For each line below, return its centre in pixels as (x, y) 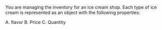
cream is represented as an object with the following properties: (73, 12)
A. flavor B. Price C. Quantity (36, 22)
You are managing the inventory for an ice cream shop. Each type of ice (81, 7)
